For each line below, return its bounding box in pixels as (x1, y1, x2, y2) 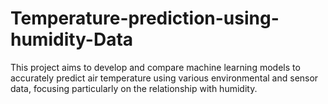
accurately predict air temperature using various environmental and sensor (10, 72, 319, 84)
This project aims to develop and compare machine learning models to (10, 61, 301, 73)
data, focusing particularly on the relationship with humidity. (10, 82, 258, 94)
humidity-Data (10, 28, 134, 51)
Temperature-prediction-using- (10, 7, 280, 30)
